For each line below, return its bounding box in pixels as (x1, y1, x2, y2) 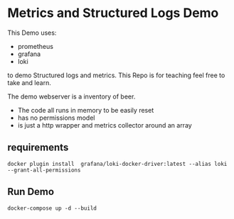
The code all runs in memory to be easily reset (17, 106, 154, 114)
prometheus (17, 42, 53, 50)
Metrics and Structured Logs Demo (7, 5, 219, 21)
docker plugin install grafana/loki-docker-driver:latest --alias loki (7, 160, 228, 167)
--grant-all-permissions (7, 167, 81, 174)
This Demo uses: (7, 28, 57, 37)
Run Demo (7, 186, 55, 198)
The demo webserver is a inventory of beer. (7, 92, 136, 101)
